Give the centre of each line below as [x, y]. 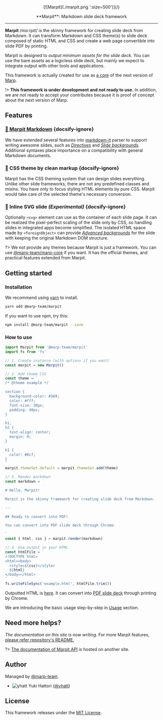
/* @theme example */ [27, 383]
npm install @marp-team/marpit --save [44, 325]
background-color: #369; [34, 396]
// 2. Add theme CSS [26, 374]
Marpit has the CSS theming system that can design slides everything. [75, 178]
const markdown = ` [25, 481]
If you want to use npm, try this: [37, 315]
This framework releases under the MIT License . [54, 713]
